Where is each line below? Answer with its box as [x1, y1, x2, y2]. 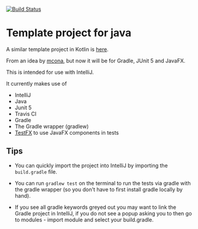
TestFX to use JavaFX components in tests [14, 129, 119, 136]
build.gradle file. [14, 168, 57, 175]
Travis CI [14, 110, 37, 117]
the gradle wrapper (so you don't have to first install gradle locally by [14, 186, 183, 193]
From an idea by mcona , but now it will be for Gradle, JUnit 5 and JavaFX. [6, 57, 186, 64]
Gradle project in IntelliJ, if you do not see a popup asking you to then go [14, 210, 192, 217]
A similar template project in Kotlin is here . [6, 45, 109, 53]
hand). [14, 192, 31, 199]
